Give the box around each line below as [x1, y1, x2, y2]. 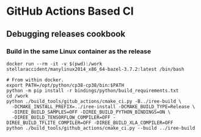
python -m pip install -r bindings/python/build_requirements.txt [6, 87, 179, 94]
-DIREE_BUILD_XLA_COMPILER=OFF [93, 119, 174, 126]
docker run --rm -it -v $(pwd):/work [6, 61, 103, 67]
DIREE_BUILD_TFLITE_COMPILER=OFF [6, 119, 92, 126]
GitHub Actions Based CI [6, 4, 134, 18]
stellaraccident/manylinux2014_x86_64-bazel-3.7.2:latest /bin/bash [6, 66, 185, 72]
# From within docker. [6, 76, 64, 83]
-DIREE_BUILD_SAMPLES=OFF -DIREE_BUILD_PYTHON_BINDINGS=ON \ [12, 109, 171, 115]
